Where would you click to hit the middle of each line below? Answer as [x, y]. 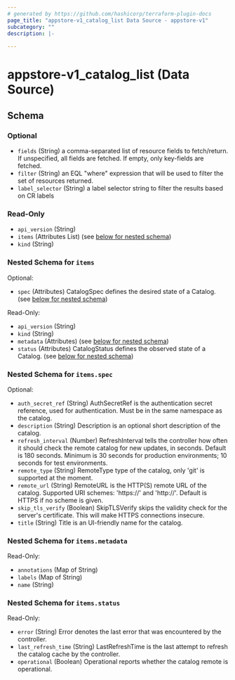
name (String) [35, 585]
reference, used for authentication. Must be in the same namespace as [120, 410]
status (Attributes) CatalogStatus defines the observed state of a [111, 348]
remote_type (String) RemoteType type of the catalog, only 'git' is [111, 470]
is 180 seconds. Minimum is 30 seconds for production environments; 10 [122, 455]
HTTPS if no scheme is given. [60, 500]
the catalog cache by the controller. [69, 654]
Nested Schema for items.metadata [67, 541]
